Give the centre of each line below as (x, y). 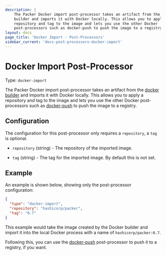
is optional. (16, 138)
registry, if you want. (26, 247)
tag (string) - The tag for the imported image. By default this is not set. (84, 157)
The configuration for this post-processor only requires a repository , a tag (81, 133)
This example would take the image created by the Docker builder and (77, 227)
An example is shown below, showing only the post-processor (68, 185)
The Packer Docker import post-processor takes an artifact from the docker (82, 90)
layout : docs (19, 33)
